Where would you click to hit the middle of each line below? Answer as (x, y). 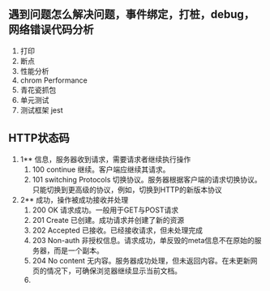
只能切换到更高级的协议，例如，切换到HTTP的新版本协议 (127, 190)
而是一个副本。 (79, 250)
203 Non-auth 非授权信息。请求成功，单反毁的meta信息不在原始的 (144, 240)
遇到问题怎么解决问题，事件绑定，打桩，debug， (132, 15)
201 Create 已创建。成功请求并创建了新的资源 (108, 220)
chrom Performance (54, 80)
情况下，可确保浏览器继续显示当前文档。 (114, 271)
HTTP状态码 (39, 138)
